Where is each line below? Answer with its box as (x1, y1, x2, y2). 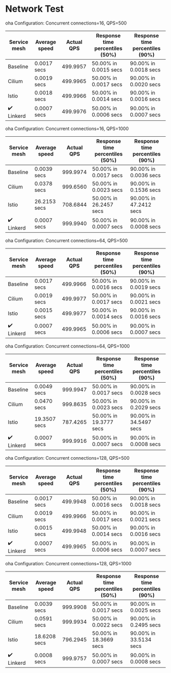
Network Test (5, 3, 64, 15)
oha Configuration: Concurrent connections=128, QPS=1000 (5, 560, 132, 566)
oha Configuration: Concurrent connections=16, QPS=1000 (5, 126, 129, 132)
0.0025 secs (130, 607, 161, 614)
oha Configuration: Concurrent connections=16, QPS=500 (5, 20, 127, 26)
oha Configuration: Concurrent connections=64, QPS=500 (5, 237, 128, 243)
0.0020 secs (129, 81, 161, 88)
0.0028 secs (130, 389, 161, 396)
